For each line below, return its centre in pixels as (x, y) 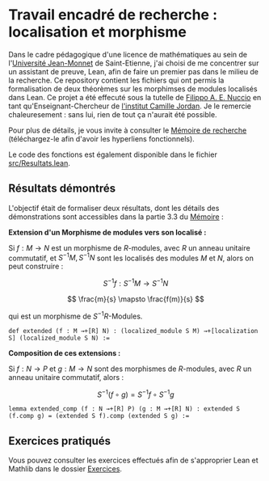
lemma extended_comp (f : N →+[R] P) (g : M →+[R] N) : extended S (124, 409)
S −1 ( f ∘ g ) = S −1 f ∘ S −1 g (136, 394)
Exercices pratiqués (60, 441)
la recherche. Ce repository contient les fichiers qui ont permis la (116, 80)
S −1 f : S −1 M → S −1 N (136, 283)
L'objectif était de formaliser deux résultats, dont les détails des (114, 208)
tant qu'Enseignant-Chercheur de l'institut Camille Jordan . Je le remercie (130, 106)
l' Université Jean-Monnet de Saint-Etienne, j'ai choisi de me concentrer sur (134, 63)
